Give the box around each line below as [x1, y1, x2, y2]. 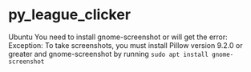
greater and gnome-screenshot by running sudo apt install [8, 49, 208, 58]
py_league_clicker [8, 6, 131, 24]
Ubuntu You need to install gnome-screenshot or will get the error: [8, 32, 229, 42]
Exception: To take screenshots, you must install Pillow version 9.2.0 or [8, 40, 243, 50]
